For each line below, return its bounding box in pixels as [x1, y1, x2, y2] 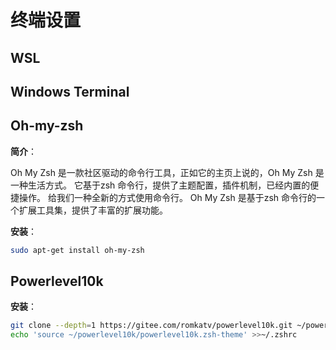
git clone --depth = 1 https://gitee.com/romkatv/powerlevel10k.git [10, 321, 293, 331]
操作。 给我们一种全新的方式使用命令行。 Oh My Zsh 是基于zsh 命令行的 [18, 191, 317, 203]
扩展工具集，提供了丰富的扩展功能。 [18, 204, 168, 216]
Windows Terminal [10, 83, 130, 100]
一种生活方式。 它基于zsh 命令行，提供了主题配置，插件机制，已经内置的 [10, 179, 311, 191]
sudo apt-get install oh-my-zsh [10, 245, 145, 255]
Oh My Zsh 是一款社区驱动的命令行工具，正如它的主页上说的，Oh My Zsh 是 [10, 166, 325, 178]
